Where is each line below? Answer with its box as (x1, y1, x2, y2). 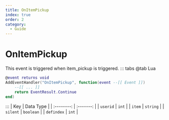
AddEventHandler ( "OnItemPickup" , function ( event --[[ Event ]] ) (5, 80, 145, 85)
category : (5, 21, 27, 27)
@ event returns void (5, 75, 50, 81)
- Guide (10, 27, 27, 32)
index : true (5, 12, 31, 17)
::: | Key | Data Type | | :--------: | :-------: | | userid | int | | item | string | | (5, 103, 164, 110)
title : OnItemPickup (5, 7, 50, 13)
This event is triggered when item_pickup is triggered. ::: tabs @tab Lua (5, 65, 156, 71)
